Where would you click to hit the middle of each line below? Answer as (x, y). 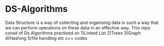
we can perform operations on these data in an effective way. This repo (78, 27)
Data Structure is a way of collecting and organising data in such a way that (82, 23)
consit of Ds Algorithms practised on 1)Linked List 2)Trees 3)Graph (73, 33)
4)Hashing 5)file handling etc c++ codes (46, 38)
